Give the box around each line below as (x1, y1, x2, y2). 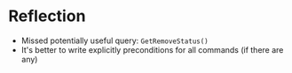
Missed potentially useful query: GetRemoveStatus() (20, 35, 209, 46)
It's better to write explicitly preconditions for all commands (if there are (20, 44, 284, 55)
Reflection (8, 6, 86, 26)
